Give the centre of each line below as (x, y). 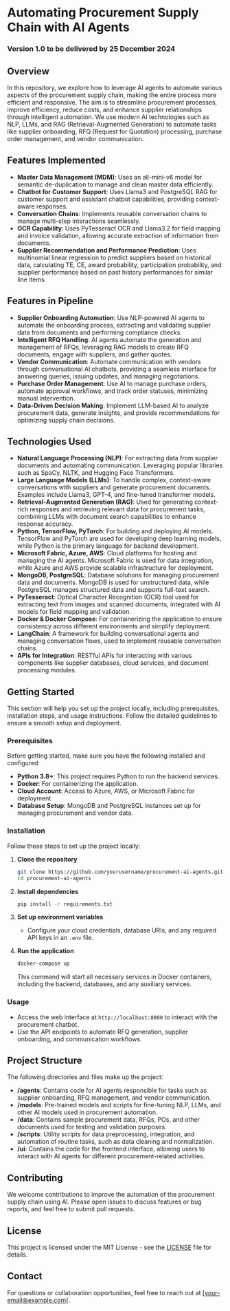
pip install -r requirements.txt (65, 904)
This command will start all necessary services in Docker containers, (114, 977)
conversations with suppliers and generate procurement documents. (114, 487)
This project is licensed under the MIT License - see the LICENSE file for (109, 1247)
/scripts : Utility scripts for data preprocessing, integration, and (106, 1134)
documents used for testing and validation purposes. (92, 1127)
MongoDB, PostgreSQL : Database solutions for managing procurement (118, 575)
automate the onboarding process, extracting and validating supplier (114, 325)
